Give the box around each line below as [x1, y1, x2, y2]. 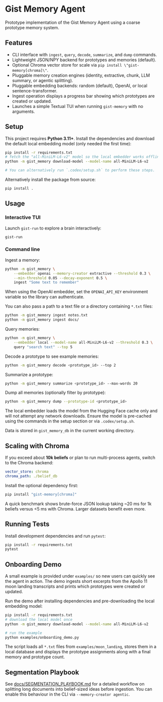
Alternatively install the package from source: [5, 176, 96, 183]
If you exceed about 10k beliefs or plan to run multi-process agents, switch [5, 455, 156, 460]
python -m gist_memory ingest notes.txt [5, 313, 88, 318]
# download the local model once [5, 617, 73, 622]
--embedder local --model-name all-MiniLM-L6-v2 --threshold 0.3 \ [14, 340, 153, 345]
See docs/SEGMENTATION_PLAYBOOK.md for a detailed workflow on [5, 681, 145, 687]
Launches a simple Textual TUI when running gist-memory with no [12, 103, 144, 109]
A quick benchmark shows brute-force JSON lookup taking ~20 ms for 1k [5, 501, 152, 507]
